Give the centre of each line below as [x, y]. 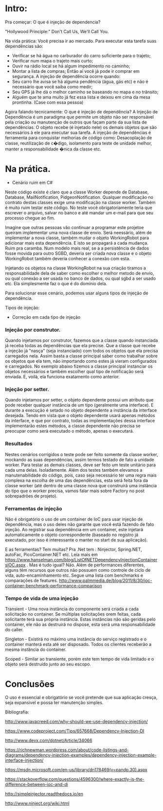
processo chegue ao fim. [30, 218]
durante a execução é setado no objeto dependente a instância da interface [81, 410]
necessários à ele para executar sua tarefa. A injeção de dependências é [78, 132]
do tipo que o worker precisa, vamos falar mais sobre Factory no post [75, 491]
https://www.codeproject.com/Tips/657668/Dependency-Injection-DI [75, 731]
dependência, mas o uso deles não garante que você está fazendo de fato [80, 524]
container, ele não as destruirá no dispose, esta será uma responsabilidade [80, 624]
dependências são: [24, 46]
